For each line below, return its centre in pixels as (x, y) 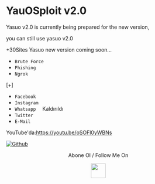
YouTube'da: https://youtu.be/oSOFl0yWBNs (59, 132)
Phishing (25, 68)
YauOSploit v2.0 (46, 11)
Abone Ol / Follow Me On (98, 155)
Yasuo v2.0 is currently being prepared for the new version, (78, 27)
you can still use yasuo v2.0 (39, 38)
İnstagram (27, 103)
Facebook (25, 97)
